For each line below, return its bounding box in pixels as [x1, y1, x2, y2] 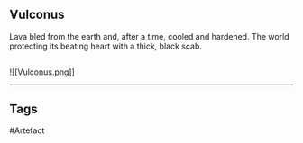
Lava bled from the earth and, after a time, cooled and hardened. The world [9, 31, 290, 41]
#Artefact [9, 125, 45, 136]
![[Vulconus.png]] [9, 67, 75, 77]
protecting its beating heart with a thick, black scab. [9, 40, 203, 51]
